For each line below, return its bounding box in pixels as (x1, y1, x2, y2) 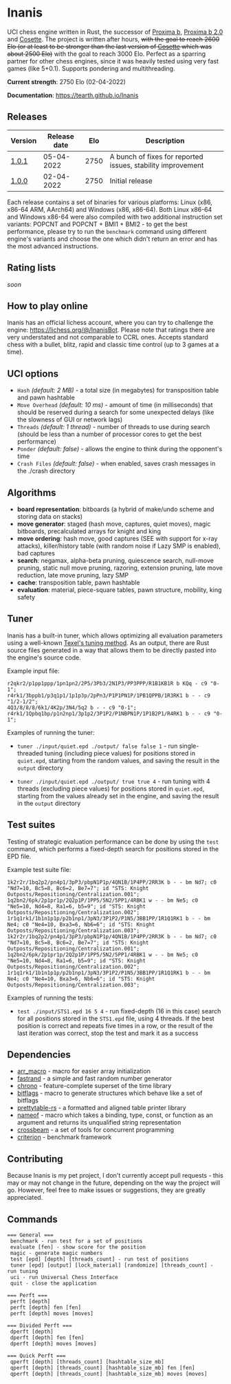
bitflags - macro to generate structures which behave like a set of (16, 1089, 203, 1098)
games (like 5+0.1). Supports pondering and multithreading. (7, 64, 175, 72)
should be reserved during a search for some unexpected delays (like (16, 408, 214, 417)
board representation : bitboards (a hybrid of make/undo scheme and (16, 505, 214, 513)
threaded (16, 749, 43, 757)
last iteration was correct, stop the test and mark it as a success (16, 1029, 199, 1037)
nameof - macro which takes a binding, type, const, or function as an (16, 1111, 213, 1119)
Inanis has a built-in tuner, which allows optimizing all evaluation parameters (7, 631, 223, 640)
